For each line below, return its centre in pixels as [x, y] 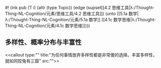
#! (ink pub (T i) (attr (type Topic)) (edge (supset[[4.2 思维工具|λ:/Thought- [80, 7]
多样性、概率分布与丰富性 [43, 42]
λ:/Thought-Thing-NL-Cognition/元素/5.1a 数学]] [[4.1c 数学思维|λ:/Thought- [80, 20]
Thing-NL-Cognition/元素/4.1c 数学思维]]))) [48, 26]
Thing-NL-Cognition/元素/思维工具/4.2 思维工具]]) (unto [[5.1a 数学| [72, 14]
